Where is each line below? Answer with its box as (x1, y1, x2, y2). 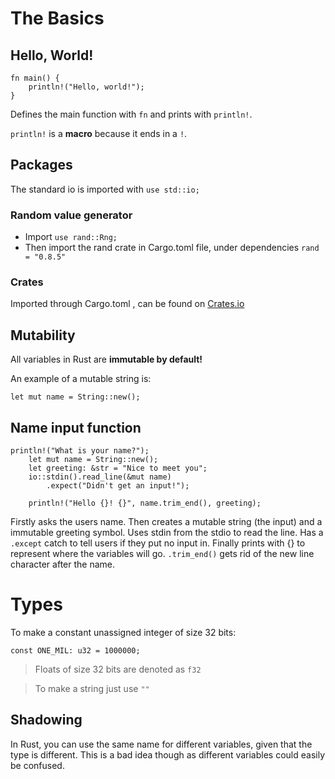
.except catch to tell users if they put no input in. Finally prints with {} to (10, 537, 306, 549)
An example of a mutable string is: (10, 373, 152, 385)
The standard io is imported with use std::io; (10, 183, 200, 195)
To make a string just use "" (34, 682, 150, 694)
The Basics (10, 7, 105, 30)
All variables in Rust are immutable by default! (10, 353, 203, 366)
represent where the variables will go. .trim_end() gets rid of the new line (10, 548, 315, 560)
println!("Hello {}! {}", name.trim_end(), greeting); (28, 498, 262, 509)
